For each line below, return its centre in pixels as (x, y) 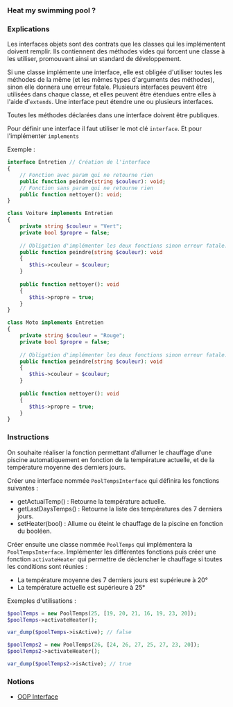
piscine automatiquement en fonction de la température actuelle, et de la (111, 459)
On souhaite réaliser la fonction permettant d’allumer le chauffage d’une (110, 452)
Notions (21, 681)
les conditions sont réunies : (48, 566)
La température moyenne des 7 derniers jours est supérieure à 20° (112, 580)
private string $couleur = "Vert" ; (71, 227)
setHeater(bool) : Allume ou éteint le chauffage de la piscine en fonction (120, 523)
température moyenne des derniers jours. (67, 467)
